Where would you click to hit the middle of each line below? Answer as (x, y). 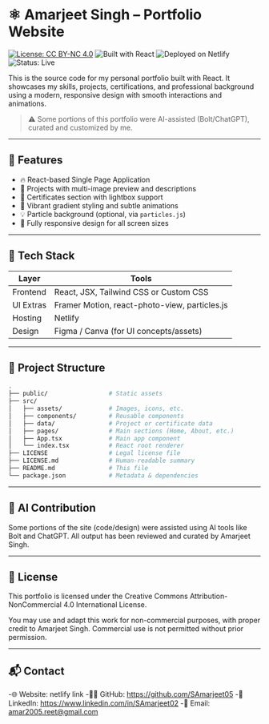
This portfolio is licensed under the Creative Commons (98, 596)
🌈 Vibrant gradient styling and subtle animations (99, 205)
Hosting (27, 318)
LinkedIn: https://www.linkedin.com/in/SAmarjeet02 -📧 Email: (109, 703)
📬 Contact (36, 671)
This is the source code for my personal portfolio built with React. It (119, 78)
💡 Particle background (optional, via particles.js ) (103, 214)
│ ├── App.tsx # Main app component (94, 438)
